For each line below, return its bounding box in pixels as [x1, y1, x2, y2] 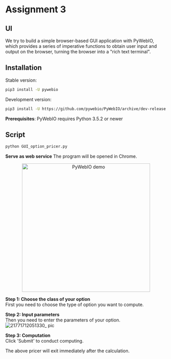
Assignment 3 [5, 4, 67, 15]
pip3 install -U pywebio [5, 87, 58, 92]
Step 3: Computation [5, 332, 51, 338]
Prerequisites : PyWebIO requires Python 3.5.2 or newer [5, 116, 123, 122]
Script [5, 130, 26, 139]
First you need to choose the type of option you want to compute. [5, 301, 144, 308]
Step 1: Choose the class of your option [5, 296, 91, 303]
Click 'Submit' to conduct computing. [5, 338, 84, 344]
